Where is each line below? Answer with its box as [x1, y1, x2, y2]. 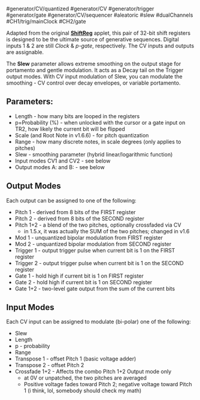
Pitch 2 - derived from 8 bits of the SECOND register [14, 215, 145, 222]
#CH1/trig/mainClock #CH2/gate [6, 18, 86, 25]
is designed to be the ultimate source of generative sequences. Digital [6, 36, 180, 43]
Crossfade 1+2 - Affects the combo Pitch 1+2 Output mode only [14, 368, 172, 375]
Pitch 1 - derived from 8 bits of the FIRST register [14, 208, 136, 215]
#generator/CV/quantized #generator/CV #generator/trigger [6, 5, 154, 12]
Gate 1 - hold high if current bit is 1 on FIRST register [14, 272, 144, 279]
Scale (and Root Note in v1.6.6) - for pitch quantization [14, 131, 149, 139]
